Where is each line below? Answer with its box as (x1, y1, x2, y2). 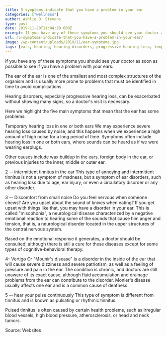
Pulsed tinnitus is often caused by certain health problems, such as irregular (5, 307, 161, 313)
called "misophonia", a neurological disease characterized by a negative (5, 210, 153, 216)
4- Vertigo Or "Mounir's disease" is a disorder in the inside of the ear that (5, 256, 156, 262)
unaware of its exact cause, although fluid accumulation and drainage (5, 272, 148, 278)
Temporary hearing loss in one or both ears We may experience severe (5, 123, 151, 129)
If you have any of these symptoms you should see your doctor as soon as (5, 58, 158, 64)
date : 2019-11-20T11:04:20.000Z (5, 26, 72, 31)
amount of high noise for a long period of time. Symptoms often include (5, 133, 152, 139)
